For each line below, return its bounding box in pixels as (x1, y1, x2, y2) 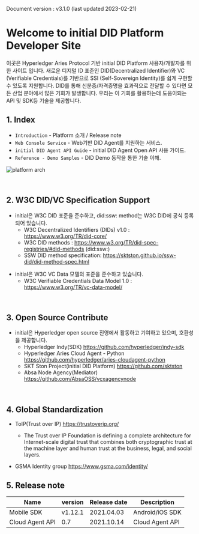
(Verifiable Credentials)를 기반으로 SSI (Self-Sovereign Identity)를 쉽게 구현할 (6, 74, 193, 82)
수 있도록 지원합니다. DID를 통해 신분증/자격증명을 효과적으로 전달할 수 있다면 (6, 82, 187, 89)
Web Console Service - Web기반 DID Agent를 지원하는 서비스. (14, 139, 162, 146)
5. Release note (6, 480, 65, 490)
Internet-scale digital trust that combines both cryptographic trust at (23, 438, 193, 446)
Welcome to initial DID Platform (6, 26, 164, 40)
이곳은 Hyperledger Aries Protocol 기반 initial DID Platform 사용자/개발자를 (6, 59, 185, 67)
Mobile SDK (9, 508, 43, 516)
